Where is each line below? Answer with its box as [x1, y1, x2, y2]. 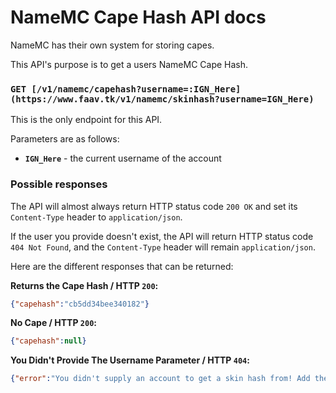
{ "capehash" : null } [10, 336, 87, 346]
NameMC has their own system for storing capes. [10, 39, 215, 51]
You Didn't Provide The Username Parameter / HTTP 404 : [10, 354, 250, 366]
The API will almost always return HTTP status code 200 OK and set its [10, 200, 298, 212]
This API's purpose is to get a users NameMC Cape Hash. [10, 58, 249, 70]
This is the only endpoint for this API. [10, 114, 163, 126]
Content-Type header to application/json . [10, 211, 183, 223]
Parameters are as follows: [10, 133, 120, 145]
